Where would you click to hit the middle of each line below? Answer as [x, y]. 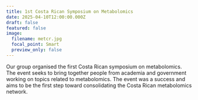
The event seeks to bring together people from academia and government [96, 73]
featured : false [26, 28]
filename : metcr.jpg [37, 39]
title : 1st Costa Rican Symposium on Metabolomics [70, 11]
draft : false [22, 22]
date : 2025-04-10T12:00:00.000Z [46, 17]
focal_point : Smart [35, 45]
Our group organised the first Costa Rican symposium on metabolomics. [94, 66]
